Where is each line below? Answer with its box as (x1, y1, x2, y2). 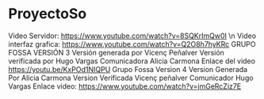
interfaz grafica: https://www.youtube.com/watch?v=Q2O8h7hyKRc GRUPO (8, 39, 256, 48)
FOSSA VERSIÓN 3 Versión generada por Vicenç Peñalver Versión (8, 48, 224, 57)
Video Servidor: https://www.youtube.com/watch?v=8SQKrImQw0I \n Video (8, 31, 256, 40)
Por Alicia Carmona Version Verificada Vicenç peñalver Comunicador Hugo (8, 73, 254, 82)
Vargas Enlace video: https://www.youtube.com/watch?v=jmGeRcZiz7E (8, 81, 242, 91)
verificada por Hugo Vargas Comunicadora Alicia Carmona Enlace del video (8, 56, 256, 66)
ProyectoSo (8, 5, 87, 23)
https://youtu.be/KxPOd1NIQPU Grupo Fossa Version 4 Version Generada (8, 64, 248, 74)
